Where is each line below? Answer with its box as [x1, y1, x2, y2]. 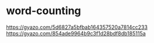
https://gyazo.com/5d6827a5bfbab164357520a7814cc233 [6, 24, 148, 31]
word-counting [6, 4, 81, 18]
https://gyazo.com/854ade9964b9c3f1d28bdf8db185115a [6, 29, 146, 37]
